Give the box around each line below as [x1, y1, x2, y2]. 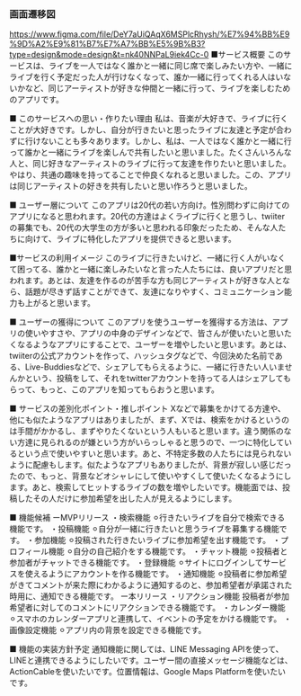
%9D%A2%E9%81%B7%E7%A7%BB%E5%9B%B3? [9, 39, 206, 49]
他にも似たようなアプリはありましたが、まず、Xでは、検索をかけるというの [9, 415, 290, 425]
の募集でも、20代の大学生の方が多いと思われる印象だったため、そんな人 [9, 222, 279, 233]
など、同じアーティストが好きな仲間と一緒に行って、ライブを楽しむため [24, 83, 291, 94]
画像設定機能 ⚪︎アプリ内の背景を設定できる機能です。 [9, 625, 207, 636]
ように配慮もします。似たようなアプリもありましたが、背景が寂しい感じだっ [9, 460, 292, 470]
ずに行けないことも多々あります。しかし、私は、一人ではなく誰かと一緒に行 [9, 136, 292, 147]
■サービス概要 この [210, 49, 284, 60]
